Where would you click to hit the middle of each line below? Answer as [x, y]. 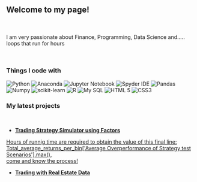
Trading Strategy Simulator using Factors [67, 130]
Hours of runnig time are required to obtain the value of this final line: [92, 142]
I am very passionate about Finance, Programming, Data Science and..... [95, 37]
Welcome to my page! [48, 10]
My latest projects [33, 105]
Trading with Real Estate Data [52, 172]
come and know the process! [42, 160]
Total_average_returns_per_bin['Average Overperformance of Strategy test [98, 148]
